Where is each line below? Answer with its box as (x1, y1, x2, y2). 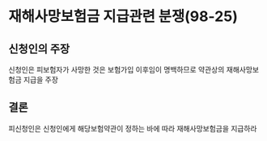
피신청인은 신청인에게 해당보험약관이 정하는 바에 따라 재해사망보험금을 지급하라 (8, 123, 257, 133)
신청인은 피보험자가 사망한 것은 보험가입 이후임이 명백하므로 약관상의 (8, 65, 225, 74)
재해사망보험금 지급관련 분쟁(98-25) (8, 7, 239, 26)
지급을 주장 (23, 75, 59, 85)
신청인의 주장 (8, 42, 70, 56)
